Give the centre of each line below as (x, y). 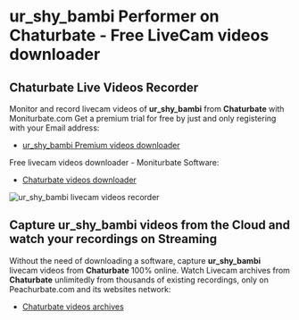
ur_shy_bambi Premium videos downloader (101, 145)
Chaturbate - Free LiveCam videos (139, 35)
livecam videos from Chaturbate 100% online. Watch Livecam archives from (149, 270)
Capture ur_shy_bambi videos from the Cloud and (149, 225)
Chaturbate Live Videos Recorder (104, 87)
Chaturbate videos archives (73, 307)
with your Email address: (54, 128)
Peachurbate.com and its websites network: (90, 289)
